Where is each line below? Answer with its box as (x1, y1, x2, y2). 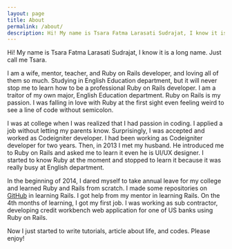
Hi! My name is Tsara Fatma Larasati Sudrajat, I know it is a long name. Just (7, 48, 222, 57)
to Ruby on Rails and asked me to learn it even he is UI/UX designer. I (7, 149, 204, 157)
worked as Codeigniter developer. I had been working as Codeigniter (7, 134, 203, 142)
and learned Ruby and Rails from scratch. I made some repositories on (7, 184, 207, 192)
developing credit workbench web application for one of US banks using (7, 206, 213, 214)
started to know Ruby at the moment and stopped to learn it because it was (7, 156, 222, 165)
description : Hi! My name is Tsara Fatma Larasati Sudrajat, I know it (7, 29, 217, 37)
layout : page (7, 10, 45, 17)
